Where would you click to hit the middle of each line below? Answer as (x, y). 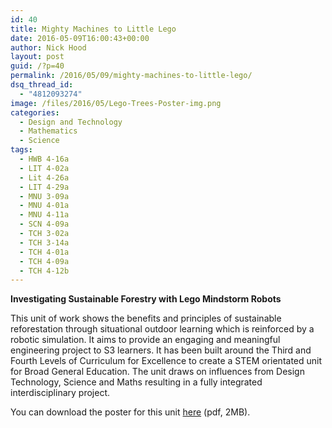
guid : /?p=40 (37, 66)
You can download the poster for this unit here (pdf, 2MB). (130, 412)
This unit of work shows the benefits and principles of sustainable (146, 318)
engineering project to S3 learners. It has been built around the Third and (161, 350)
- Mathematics (48, 131)
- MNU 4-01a (44, 206)
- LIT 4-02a (44, 168)
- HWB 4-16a (44, 159)
